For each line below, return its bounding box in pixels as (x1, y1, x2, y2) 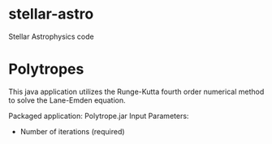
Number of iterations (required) (19, 126, 125, 136)
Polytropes (8, 60, 84, 78)
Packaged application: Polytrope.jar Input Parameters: (8, 111, 189, 121)
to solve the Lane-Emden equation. (8, 95, 126, 105)
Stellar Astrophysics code (8, 32, 95, 41)
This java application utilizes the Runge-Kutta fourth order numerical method (8, 87, 265, 96)
